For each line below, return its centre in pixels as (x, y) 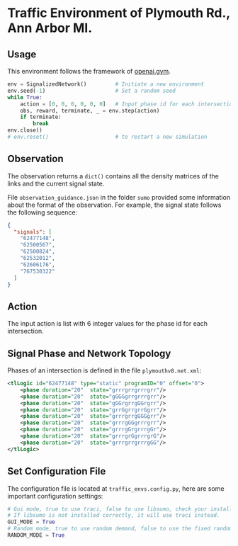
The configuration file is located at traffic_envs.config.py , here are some (116, 488)
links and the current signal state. (56, 183)
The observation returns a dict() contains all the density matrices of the (113, 176)
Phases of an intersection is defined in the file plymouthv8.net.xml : (104, 370)
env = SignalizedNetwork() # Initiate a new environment (106, 84)
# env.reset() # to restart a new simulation (107, 137)
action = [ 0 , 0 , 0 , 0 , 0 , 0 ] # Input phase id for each (107, 104)
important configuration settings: (55, 496)
